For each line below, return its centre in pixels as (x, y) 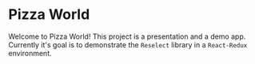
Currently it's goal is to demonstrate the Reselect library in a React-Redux (128, 44)
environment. (30, 53)
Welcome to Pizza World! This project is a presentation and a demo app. (127, 36)
